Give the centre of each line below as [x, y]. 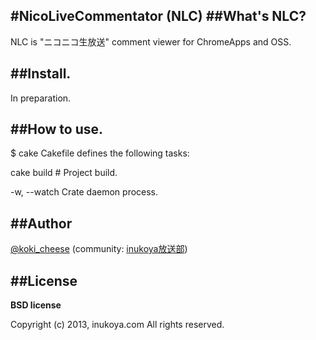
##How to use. [57, 129]
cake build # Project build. [64, 173]
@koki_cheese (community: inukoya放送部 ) [99, 249]
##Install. [41, 74]
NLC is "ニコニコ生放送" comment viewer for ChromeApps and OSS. [151, 41]
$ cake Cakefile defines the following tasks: [100, 153]
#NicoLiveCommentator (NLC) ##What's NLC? [158, 16]
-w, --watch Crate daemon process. [84, 192]
